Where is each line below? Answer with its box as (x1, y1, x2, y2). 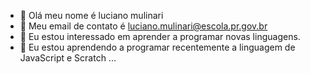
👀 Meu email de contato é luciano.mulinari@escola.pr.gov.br (19, 20, 268, 32)
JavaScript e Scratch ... (19, 52, 117, 64)
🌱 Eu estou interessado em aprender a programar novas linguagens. (19, 31, 301, 42)
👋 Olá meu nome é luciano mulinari (19, 10, 164, 21)
